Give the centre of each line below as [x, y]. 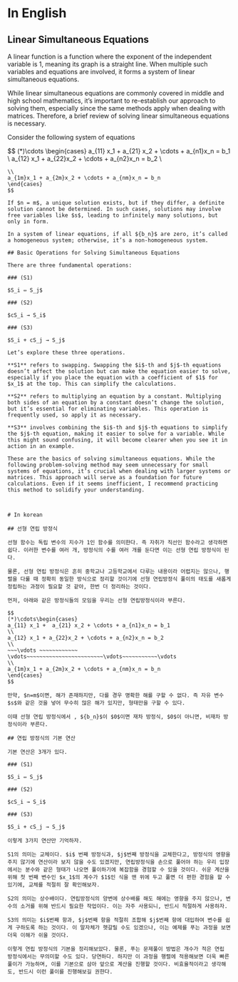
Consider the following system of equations [71, 137]
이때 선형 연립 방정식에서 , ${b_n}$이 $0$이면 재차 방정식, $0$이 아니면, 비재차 [114, 717]
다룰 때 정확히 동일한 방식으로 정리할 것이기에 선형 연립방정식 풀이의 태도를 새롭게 [126, 579]
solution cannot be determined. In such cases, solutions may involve [114, 209]
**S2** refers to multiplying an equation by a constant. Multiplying [114, 397]
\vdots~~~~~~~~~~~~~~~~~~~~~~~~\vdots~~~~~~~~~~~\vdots [92, 657]
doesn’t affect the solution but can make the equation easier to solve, [119, 372]
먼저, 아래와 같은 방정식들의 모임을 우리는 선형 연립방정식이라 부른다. [97, 600]
